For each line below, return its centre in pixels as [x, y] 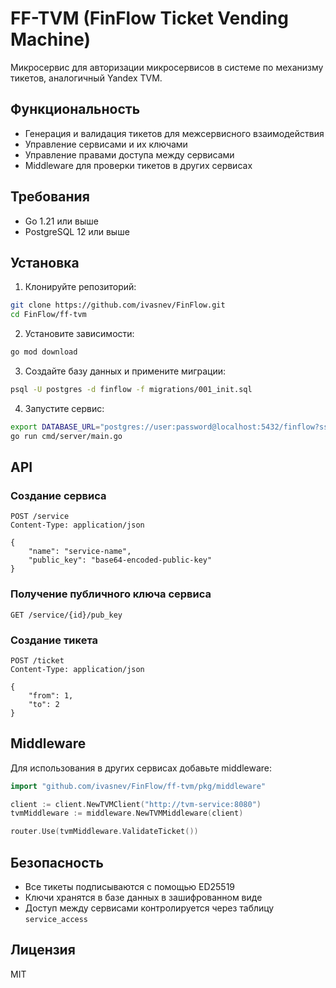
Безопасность [57, 862]
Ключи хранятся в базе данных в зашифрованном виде [143, 898]
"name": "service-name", [80, 552]
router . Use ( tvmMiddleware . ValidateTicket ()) [104, 832]
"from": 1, [51, 695]
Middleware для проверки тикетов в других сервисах [138, 165]
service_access [56, 920]
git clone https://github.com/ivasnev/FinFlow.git [118, 305]
